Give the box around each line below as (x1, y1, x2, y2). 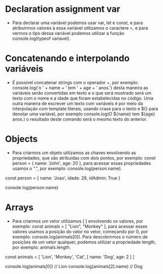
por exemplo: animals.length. (12, 244, 71, 250)
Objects (5, 134, 38, 145)
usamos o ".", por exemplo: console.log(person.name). (12, 165, 122, 171)
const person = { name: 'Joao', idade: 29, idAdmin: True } (5, 175, 121, 181)
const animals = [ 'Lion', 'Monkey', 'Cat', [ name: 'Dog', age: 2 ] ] (5, 254, 135, 260)
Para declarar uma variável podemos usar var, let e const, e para (12, 20, 143, 26)
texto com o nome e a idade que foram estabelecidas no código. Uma (12, 95, 154, 101)
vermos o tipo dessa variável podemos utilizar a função (12, 30, 125, 36)
